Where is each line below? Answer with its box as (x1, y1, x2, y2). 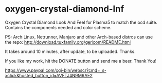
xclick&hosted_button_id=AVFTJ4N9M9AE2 (5, 72, 93, 78)
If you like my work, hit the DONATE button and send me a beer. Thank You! (5, 58, 157, 64)
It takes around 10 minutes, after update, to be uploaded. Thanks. (5, 49, 136, 54)
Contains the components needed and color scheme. (5, 24, 112, 30)
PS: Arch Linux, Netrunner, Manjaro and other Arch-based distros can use (5, 34, 153, 40)
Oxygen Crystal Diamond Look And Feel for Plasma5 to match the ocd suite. (5, 19, 158, 25)
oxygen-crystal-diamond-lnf (5, 3, 124, 15)
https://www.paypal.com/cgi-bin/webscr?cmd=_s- (5, 67, 107, 73)
